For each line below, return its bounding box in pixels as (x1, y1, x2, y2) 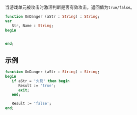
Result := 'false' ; (11, 101, 52, 106)
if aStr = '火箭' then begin (11, 78, 70, 84)
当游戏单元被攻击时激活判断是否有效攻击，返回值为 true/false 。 (5, 4, 135, 10)
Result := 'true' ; (18, 83, 56, 88)
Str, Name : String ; (11, 23, 54, 28)
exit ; (18, 87, 29, 92)
